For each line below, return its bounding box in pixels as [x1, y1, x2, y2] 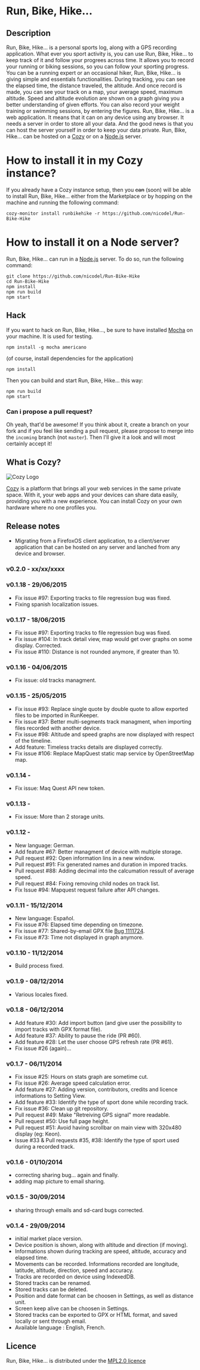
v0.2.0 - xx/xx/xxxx [6, 565, 65, 573]
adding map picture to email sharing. [14, 1178, 106, 1185]
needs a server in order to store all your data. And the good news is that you [6, 120, 193, 127]
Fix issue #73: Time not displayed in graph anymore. [14, 933, 144, 941]
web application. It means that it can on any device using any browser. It [6, 114, 184, 121]
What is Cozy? [6, 457, 61, 468]
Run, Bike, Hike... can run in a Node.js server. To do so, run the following [6, 255, 184, 263]
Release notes [6, 521, 60, 532]
